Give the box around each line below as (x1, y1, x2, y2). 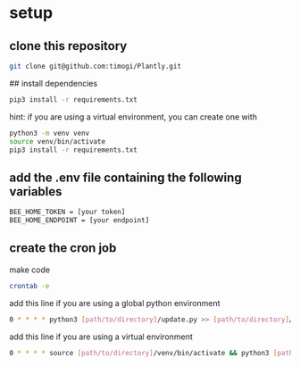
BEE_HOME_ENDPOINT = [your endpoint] (9, 216, 150, 225)
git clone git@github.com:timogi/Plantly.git (9, 62, 181, 71)
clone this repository (9, 38, 128, 54)
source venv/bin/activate (9, 137, 105, 146)
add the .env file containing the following (9, 170, 243, 185)
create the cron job (9, 240, 117, 256)
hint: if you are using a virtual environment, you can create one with (9, 111, 257, 122)
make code (9, 264, 51, 275)
